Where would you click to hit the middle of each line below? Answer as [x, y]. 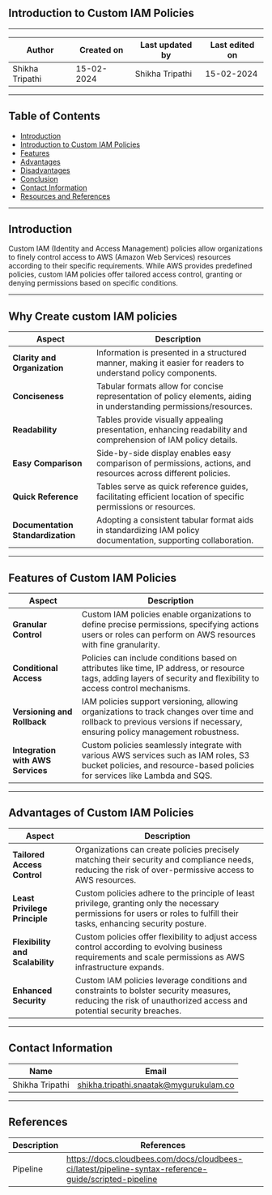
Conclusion [39, 178]
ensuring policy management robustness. [160, 732]
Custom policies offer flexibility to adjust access [166, 936]
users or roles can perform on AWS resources [169, 634]
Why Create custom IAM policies [93, 316]
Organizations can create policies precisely [157, 849]
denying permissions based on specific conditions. [93, 283]
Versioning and [42, 711]
